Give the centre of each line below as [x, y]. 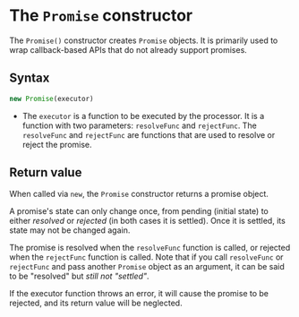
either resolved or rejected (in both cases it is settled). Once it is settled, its [148, 221]
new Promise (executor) [51, 99]
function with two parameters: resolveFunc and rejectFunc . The [139, 125]
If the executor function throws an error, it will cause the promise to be [139, 294]
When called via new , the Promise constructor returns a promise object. [139, 194]
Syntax [30, 78]
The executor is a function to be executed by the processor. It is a [143, 116]
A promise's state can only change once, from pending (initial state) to [139, 211]
